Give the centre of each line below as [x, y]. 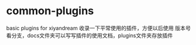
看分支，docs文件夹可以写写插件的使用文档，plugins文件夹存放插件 [90, 35]
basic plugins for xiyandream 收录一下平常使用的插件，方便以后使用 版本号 [99, 28]
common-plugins [50, 11]
